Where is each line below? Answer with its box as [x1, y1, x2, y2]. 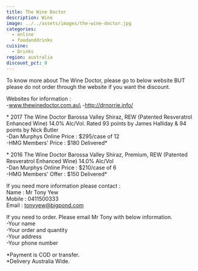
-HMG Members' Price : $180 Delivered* [6, 139, 108, 146]
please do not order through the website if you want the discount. [6, 83, 171, 90]
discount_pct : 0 [6, 60, 47, 66]
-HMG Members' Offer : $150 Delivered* [6, 170, 108, 177]
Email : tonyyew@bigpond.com [6, 202, 84, 209]
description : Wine [6, 15, 53, 21]
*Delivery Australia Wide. [6, 257, 70, 265]
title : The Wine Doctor [6, 9, 67, 15]
